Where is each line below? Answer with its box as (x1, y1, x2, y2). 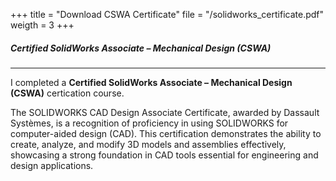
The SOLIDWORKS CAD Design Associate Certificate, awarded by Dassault (10, 106, 320, 118)
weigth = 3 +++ (10, 19, 75, 31)
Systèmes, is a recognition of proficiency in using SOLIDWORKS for (10, 117, 289, 129)
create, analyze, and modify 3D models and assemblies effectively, (10, 138, 287, 150)
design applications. (10, 159, 94, 171)
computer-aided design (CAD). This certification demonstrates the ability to (10, 127, 322, 139)
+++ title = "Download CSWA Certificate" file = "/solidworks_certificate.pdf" (10, 9, 325, 20)
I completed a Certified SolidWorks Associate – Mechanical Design (10, 76, 293, 88)
